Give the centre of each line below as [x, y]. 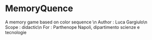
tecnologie [16, 32]
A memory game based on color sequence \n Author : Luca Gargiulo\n [76, 22]
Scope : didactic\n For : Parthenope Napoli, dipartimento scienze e [73, 27]
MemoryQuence [39, 9]
